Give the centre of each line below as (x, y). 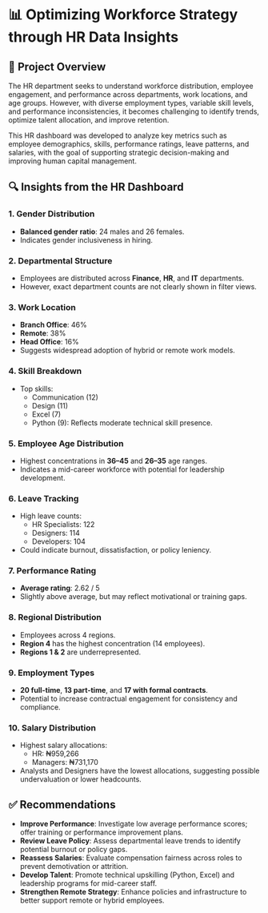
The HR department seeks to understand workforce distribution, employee (131, 86)
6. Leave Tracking (44, 498)
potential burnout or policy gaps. (74, 850)
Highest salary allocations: (64, 746)
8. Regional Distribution (55, 617)
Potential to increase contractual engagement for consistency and (128, 699)
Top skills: (36, 388)
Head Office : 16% (49, 342)
